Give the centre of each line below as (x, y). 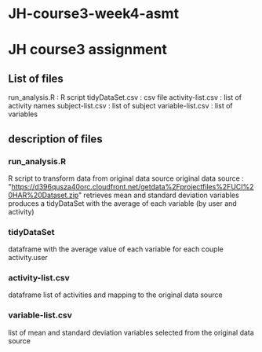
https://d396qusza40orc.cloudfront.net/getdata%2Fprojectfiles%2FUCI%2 (133, 186)
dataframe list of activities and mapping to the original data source (115, 295)
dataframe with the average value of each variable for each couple (116, 249)
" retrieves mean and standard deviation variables (158, 195)
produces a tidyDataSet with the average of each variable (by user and (122, 203)
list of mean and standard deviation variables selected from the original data (131, 332)
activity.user (28, 258)
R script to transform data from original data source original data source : (126, 178)
